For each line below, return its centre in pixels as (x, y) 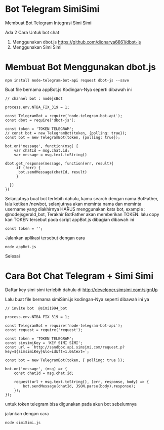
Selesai (13, 256)
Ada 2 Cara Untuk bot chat (32, 32)
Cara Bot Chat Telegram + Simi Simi (79, 276)
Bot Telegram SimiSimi (52, 9)
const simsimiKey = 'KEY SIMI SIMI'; (44, 343)
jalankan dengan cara (27, 413)
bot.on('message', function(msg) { (42, 146)
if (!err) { (28, 168)
